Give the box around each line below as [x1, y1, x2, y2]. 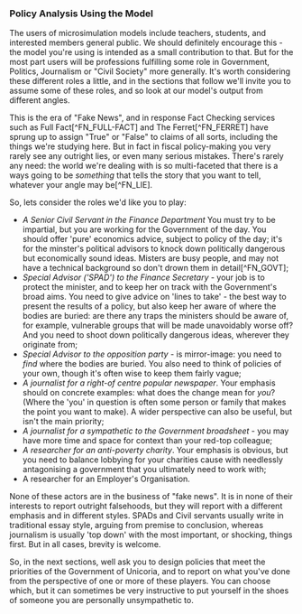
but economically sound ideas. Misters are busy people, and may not [22, 253, 279, 264]
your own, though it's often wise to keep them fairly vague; [22, 368, 242, 379]
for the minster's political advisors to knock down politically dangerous [22, 243, 286, 255]
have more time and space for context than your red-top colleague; [22, 435, 273, 446]
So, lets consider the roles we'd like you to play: [9, 197, 187, 208]
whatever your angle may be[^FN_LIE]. [9, 180, 153, 191]
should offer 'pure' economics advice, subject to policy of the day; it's [22, 234, 283, 245]
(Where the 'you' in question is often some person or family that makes [22, 396, 287, 408]
